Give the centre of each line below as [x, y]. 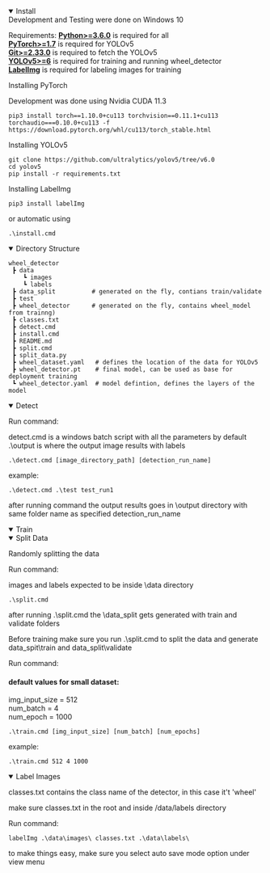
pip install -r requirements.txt [65, 174]
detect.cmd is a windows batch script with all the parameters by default [127, 437]
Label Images [38, 777]
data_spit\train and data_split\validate [70, 647]
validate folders [34, 623]
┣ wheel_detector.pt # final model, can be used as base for [122, 369]
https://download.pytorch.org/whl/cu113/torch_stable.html [110, 130]
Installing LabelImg [40, 189]
